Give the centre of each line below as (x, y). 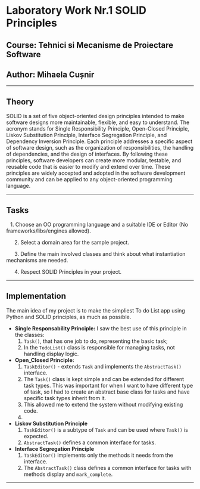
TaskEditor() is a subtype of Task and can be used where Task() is (106, 429)
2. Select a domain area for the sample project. (72, 243)
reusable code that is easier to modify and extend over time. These (88, 167)
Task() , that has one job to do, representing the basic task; (96, 341)
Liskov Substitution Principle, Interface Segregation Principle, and (87, 135)
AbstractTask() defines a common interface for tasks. (90, 442)
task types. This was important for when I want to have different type (108, 385)
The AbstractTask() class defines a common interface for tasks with (107, 468)
